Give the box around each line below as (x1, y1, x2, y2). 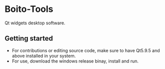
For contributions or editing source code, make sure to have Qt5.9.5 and (11, 47, 160, 53)
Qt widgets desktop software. (4, 20, 66, 26)
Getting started (4, 34, 53, 43)
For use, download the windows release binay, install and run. (11, 58, 139, 64)
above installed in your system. (11, 53, 76, 59)
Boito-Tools (4, 3, 53, 15)
